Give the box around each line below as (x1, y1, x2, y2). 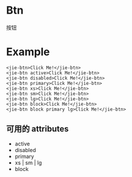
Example (6, 45, 50, 59)
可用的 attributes (6, 124, 69, 134)
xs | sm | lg (14, 159, 42, 166)
